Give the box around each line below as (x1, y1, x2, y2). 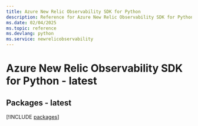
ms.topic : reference (6, 25, 57, 31)
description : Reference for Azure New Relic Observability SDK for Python (6, 14, 194, 20)
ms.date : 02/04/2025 (6, 20, 57, 25)
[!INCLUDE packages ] (6, 114, 60, 120)
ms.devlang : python (6, 31, 54, 37)
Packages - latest (6, 98, 72, 108)
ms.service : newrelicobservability (6, 36, 94, 42)
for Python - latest (6, 75, 97, 88)
